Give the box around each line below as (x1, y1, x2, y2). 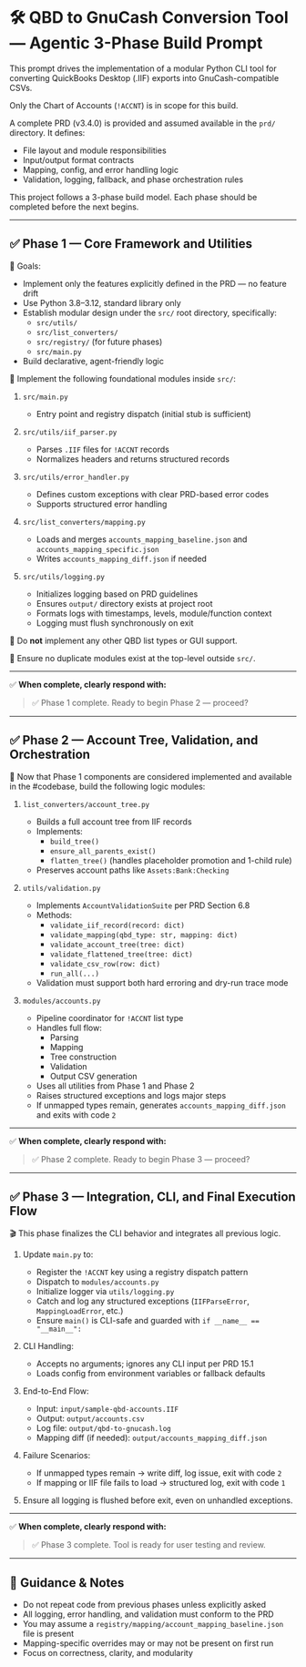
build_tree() (49, 837, 100, 846)
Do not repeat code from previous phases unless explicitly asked (22, 1600, 267, 1611)
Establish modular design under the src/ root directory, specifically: (22, 307, 278, 318)
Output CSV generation (49, 1070, 138, 1081)
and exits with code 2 (36, 1109, 117, 1120)
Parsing (49, 1031, 79, 1043)
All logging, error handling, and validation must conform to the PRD (22, 1609, 275, 1620)
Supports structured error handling (36, 498, 168, 509)
